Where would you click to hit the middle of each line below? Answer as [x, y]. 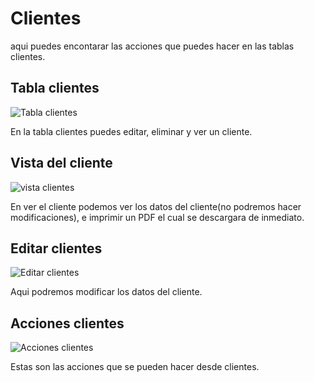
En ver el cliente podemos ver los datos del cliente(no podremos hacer [156, 206]
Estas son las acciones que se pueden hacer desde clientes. [135, 367]
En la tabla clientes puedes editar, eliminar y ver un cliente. [131, 131]
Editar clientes [56, 248]
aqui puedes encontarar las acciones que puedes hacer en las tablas [152, 46]
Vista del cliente [61, 163]
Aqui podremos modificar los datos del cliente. [106, 292]
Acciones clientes [67, 323]
